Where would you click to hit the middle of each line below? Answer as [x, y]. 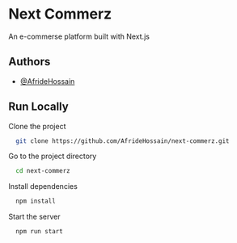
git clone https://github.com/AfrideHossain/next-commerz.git [123, 141]
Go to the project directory [53, 156]
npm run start [39, 232]
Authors [30, 62]
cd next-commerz [43, 171]
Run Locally [38, 107]
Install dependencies [43, 186]
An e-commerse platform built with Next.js [79, 36]
